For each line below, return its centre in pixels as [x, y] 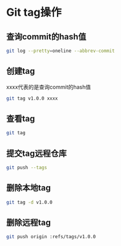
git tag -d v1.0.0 [29, 202]
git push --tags [27, 168]
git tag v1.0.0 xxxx [32, 98]
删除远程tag [29, 223]
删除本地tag [29, 188]
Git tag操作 [34, 12]
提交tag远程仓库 [37, 153]
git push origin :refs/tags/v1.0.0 [51, 237]
